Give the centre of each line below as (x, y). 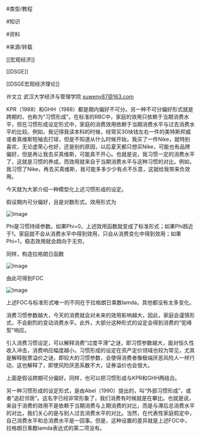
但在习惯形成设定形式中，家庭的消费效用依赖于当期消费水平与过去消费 (103, 124)
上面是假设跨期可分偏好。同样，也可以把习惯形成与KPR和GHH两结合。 (93, 378)
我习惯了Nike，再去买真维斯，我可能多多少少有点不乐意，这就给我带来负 (96, 169)
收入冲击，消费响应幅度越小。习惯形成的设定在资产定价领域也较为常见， (95, 350)
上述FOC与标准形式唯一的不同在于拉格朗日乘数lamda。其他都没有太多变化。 (100, 302)
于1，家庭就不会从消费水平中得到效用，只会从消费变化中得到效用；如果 (94, 234)
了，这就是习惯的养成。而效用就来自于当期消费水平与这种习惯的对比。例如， (100, 161)
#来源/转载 (19, 47)
